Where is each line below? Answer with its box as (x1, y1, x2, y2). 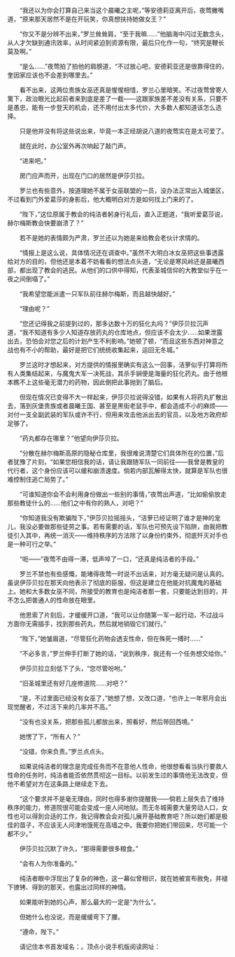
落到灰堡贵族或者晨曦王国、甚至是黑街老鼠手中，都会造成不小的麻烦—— (19, 402, 228, 410)
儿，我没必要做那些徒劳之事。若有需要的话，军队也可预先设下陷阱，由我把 (7, 522, 222, 531)
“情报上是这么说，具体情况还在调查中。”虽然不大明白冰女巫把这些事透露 (19, 249, 225, 257)
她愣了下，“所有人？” (19, 732, 80, 741)
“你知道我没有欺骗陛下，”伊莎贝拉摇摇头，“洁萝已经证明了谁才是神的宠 (19, 514, 221, 522)
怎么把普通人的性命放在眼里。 (13, 596, 99, 604)
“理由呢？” (19, 305, 50, 313)
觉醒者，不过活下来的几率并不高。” (13, 703, 112, 711)
